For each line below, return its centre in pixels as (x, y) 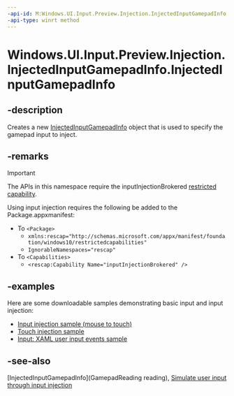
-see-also (29, 361)
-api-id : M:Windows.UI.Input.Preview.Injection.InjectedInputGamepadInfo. (118, 14)
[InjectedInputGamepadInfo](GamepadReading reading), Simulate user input (117, 377)
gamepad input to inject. (42, 134)
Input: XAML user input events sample (72, 339)
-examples (31, 286)
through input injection (40, 385)
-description (35, 110)
